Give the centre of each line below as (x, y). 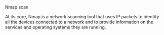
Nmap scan (17, 7)
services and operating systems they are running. (56, 27)
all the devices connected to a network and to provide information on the (79, 22)
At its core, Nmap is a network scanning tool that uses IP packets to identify (82, 17)
